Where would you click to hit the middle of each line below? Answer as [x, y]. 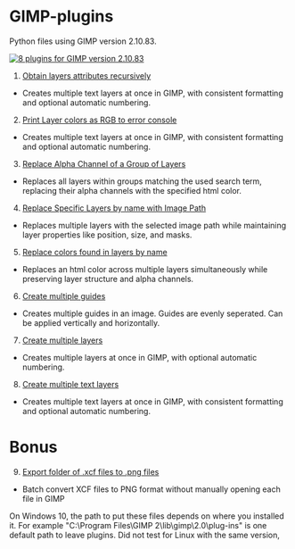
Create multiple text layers [70, 384]
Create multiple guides [64, 295]
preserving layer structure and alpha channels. [108, 279]
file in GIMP [43, 498]
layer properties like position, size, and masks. [107, 235]
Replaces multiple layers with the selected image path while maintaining [154, 225]
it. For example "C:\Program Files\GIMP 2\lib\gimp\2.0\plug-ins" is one [138, 525]
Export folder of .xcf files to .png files [90, 471]
